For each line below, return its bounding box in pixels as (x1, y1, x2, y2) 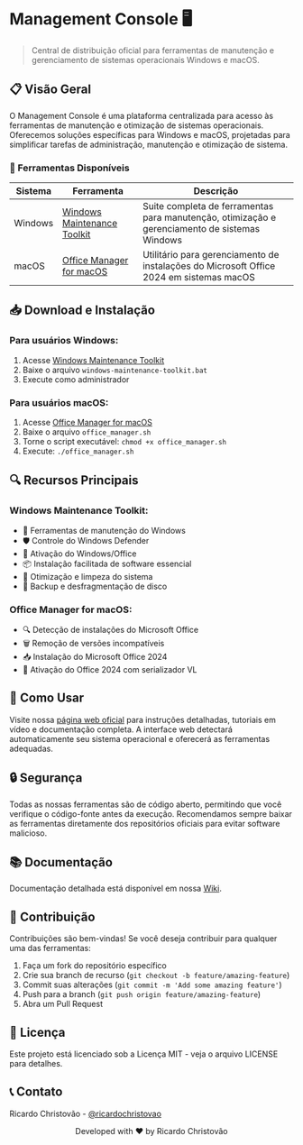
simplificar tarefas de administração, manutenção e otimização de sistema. (9, 139, 289, 150)
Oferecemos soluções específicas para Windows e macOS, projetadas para (9, 129, 290, 140)
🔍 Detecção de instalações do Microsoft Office (22, 625, 199, 636)
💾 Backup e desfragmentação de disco (22, 581, 168, 591)
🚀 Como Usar (9, 691, 85, 706)
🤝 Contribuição (9, 909, 96, 924)
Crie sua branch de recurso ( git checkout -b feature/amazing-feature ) (22, 970, 290, 981)
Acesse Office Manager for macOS (22, 417, 153, 428)
